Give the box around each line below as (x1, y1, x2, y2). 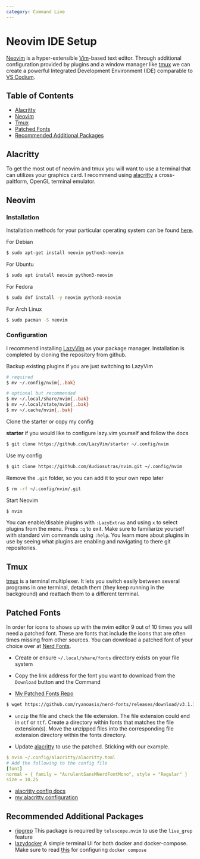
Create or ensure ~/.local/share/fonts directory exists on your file (14, 654, 180, 661)
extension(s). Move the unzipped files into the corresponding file (14, 725, 174, 732)
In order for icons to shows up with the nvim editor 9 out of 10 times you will (6, 623, 192, 631)
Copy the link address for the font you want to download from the (14, 672, 176, 679)
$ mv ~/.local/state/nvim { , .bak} (6, 402, 89, 408)
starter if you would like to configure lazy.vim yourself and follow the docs (6, 429, 189, 436)
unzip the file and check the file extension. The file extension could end (14, 712, 190, 719)
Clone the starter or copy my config (6, 418, 94, 425)
